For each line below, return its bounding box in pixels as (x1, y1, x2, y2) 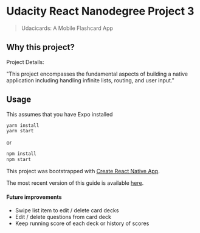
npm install (6, 151, 36, 157)
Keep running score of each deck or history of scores (15, 220, 150, 227)
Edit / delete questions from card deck (15, 213, 111, 221)
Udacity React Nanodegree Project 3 (6, 4, 195, 18)
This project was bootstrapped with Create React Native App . (6, 168, 160, 175)
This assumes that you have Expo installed (6, 110, 113, 118)
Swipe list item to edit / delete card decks (15, 207, 119, 214)
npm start (6, 157, 32, 163)
